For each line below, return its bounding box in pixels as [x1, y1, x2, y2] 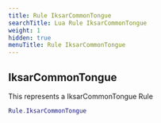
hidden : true [8, 33, 52, 42]
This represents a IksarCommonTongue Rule [8, 91, 153, 101]
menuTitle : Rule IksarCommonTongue [8, 41, 126, 49]
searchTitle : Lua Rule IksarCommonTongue [8, 19, 148, 27]
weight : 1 [8, 26, 41, 34]
